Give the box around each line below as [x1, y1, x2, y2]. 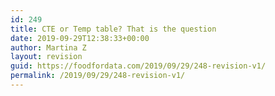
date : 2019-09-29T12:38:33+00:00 [10, 33, 150, 43]
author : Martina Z [10, 42, 87, 53]
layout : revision [10, 52, 83, 62]
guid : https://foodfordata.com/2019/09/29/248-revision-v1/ [10, 61, 267, 71]
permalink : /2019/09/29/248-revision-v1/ [10, 71, 186, 81]
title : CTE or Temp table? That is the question [10, 24, 217, 34]
